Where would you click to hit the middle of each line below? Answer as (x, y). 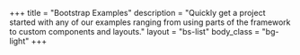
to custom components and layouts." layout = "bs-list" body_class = (135, 31)
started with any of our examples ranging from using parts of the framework (150, 22)
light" (19, 41)
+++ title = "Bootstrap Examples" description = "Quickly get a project (137, 13)
